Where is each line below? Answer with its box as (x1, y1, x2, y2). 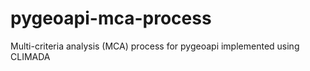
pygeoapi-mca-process (10, 7, 212, 30)
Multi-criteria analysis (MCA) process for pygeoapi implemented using (10, 40, 300, 52)
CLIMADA (10, 50, 51, 62)
